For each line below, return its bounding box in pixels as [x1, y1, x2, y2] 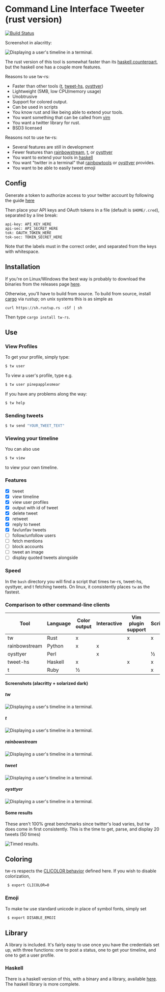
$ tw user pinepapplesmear [5, 382, 60, 387]
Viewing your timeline [5, 434, 59, 441]
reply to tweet [12, 521, 41, 527]
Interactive [96, 620, 123, 627]
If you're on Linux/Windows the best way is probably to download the [5, 276, 146, 281]
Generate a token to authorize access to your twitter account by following [5, 192, 154, 198]
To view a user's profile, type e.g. [5, 372, 73, 378]
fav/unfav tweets [12, 527, 47, 532]
